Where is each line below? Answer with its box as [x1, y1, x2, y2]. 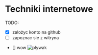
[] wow [12, 45, 26, 51]
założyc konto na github [12, 29, 61, 35]
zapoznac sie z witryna [12, 35, 59, 40]
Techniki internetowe [5, 3, 93, 15]
